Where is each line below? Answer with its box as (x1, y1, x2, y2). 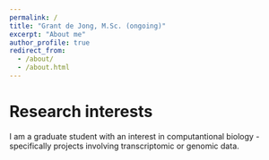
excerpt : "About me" (9, 29, 87, 38)
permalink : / (9, 13, 58, 22)
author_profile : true (9, 38, 91, 47)
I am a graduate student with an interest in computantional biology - (9, 131, 260, 141)
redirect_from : (9, 46, 66, 55)
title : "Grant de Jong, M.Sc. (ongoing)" (9, 21, 167, 30)
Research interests (9, 102, 153, 122)
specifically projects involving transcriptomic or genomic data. (9, 140, 239, 151)
